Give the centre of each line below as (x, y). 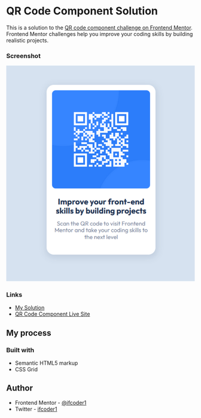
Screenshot (23, 56)
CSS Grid (26, 369)
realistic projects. (28, 40)
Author (19, 388)
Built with (20, 350)
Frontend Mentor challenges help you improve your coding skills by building (100, 34)
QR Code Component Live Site (52, 314)
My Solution (30, 308)
